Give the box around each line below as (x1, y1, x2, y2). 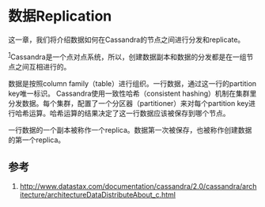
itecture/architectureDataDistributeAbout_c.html (19, 190, 176, 200)
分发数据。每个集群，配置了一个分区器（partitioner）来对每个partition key (8, 98, 249, 107)
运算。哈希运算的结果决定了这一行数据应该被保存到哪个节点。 (28, 108, 230, 118)
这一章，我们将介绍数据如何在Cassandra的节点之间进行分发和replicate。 (8, 35, 245, 44)
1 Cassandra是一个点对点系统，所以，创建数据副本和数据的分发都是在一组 (8, 51, 247, 62)
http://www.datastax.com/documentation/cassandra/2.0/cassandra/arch (19, 182, 257, 191)
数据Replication (8, 7, 112, 25)
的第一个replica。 (8, 135, 66, 145)
